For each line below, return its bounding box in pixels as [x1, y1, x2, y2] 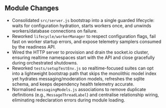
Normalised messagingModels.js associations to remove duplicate [11, 86, 147, 92]
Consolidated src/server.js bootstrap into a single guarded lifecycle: [11, 17, 155, 23]
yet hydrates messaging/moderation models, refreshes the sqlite [11, 75, 145, 81]
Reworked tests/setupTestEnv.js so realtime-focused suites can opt [11, 65, 154, 71]
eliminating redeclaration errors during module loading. [11, 97, 125, 103]
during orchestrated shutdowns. [11, 59, 78, 65]
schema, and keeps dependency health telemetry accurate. [11, 81, 135, 87]
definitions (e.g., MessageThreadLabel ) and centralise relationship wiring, [11, 91, 159, 97]
